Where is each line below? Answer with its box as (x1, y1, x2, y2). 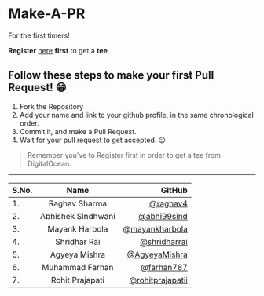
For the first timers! (8, 31, 71, 40)
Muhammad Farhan (42, 261, 114, 272)
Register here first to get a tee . (8, 46, 110, 55)
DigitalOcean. (27, 159, 72, 168)
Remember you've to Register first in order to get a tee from (27, 150, 222, 159)
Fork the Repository (19, 101, 84, 111)
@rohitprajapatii (129, 274, 189, 285)
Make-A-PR (8, 5, 86, 23)
